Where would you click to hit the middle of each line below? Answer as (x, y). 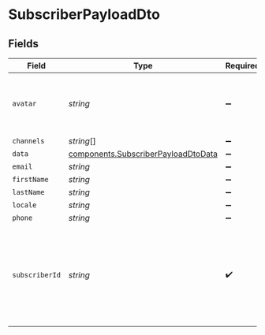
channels (28, 141)
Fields (24, 44)
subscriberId (37, 275)
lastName (28, 192)
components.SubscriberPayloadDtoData (143, 154)
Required (243, 66)
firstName (30, 179)
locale (24, 205)
